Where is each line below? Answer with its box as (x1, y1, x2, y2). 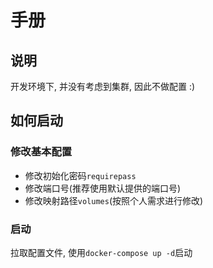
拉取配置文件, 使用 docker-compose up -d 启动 (10, 246, 193, 258)
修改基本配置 (10, 145, 73, 159)
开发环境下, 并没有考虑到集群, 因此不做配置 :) (10, 81, 196, 92)
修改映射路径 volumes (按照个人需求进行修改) (24, 194, 204, 206)
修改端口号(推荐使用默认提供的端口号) (24, 182, 182, 194)
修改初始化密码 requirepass (24, 169, 137, 181)
